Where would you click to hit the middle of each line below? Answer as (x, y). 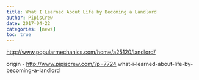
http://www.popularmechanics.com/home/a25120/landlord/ (81, 52)
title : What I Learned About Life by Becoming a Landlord (81, 12)
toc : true (19, 35)
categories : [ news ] (31, 29)
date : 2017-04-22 (28, 23)
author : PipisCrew (30, 18)
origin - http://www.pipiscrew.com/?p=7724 (62, 64)
